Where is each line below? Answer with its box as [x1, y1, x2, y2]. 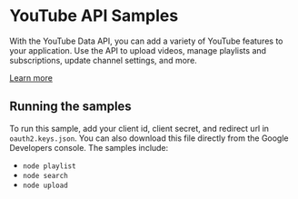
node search [22, 171, 68, 180]
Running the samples [9, 99, 132, 114]
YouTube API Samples [9, 5, 179, 26]
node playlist [22, 161, 76, 171]
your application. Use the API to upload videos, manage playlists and [9, 45, 266, 55]
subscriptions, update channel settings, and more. [9, 55, 197, 65]
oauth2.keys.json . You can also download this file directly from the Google [9, 133, 289, 144]
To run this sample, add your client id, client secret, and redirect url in [9, 123, 270, 134]
